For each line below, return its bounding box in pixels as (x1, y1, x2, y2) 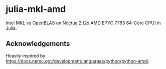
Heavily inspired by (6, 53, 46, 59)
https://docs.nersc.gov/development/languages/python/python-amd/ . (6, 58, 150, 64)
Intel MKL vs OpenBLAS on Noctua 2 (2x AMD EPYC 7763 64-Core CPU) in (6, 20, 161, 26)
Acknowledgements (6, 40, 70, 48)
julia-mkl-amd (6, 3, 66, 15)
